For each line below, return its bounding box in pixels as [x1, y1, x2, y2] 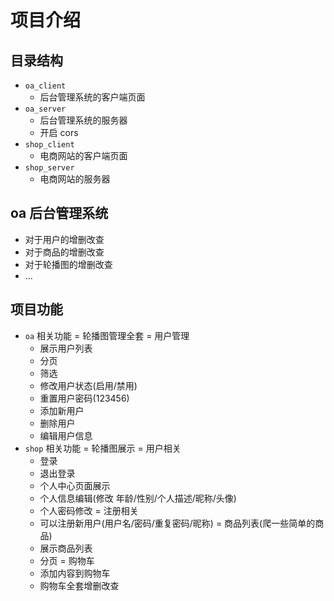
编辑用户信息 [39, 429, 93, 441]
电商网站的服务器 [39, 173, 111, 185]
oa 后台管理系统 [10, 205, 109, 222]
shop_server [24, 163, 75, 173]
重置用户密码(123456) [39, 392, 130, 404]
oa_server [24, 104, 67, 114]
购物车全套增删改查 [39, 579, 120, 591]
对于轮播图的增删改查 [24, 258, 113, 270]
